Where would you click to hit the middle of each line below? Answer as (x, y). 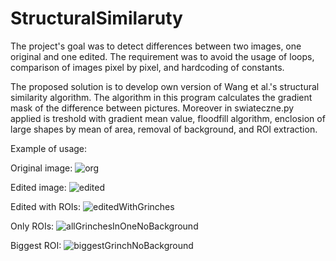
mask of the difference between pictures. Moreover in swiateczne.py (152, 108)
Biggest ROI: (36, 245)
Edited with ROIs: (46, 206)
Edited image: (38, 187)
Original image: (41, 168)
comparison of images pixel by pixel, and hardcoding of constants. (147, 67)
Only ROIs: (32, 226)
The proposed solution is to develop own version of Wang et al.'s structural (165, 86)
